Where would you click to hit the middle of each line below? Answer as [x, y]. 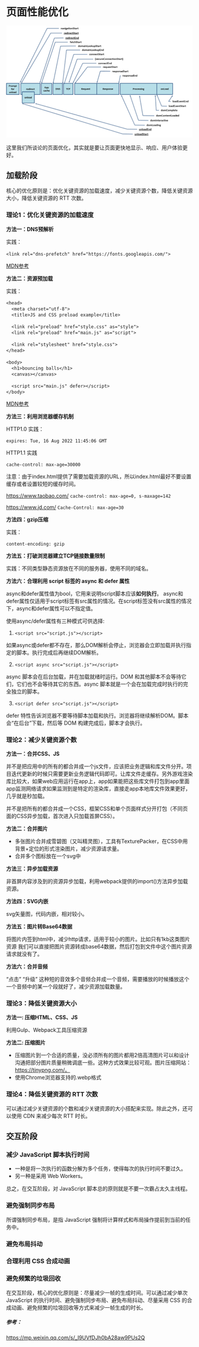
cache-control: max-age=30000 [44, 464]
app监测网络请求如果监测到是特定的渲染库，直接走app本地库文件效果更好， [99, 789]
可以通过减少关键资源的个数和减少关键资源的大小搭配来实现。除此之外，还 [97, 1108]
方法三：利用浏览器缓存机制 [40, 416]
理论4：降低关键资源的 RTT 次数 [52, 1094]
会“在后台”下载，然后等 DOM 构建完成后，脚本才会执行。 [76, 723]
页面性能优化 [38, 12]
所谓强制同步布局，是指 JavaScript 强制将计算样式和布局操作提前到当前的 [96, 1219]
